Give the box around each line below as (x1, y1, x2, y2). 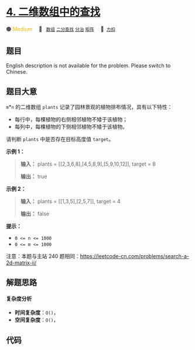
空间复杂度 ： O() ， (14, 317, 59, 324)
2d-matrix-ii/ (6, 259, 37, 266)
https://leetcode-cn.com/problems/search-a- (80, 252, 189, 259)
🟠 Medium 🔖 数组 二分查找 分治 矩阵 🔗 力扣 (6, 25, 116, 32)
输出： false (20, 210, 50, 217)
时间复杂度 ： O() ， (14, 309, 59, 316)
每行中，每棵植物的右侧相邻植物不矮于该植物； (14, 115, 128, 123)
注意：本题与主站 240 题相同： (6, 252, 81, 259)
